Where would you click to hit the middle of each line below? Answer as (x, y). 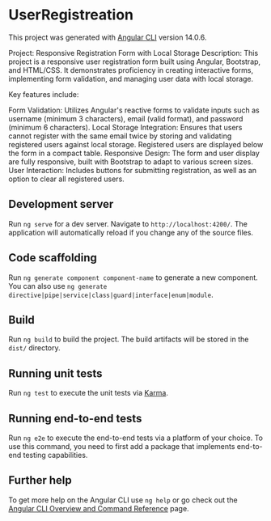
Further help (40, 480)
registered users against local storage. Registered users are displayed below (136, 144)
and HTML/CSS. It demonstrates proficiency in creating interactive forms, (131, 70)
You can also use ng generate (58, 286)
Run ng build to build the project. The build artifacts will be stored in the (129, 339)
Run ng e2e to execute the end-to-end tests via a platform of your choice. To (136, 438)
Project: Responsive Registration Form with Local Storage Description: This (133, 53)
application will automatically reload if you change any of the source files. (131, 232)
